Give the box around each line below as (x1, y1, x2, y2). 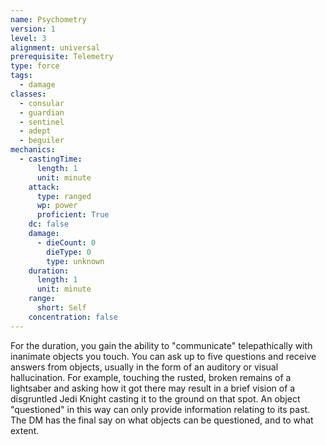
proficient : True (36, 210, 110, 220)
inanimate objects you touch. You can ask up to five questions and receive (10, 350, 317, 362)
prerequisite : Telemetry (10, 52, 114, 62)
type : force (10, 61, 60, 71)
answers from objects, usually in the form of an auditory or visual (10, 361, 279, 373)
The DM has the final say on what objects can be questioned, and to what (10, 414, 314, 426)
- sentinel (19, 117, 65, 127)
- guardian (19, 107, 65, 118)
